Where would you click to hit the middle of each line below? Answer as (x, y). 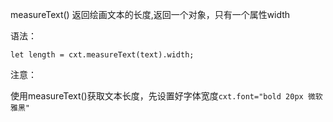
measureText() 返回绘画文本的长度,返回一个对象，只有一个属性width (150, 14)
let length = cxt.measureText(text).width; (102, 55)
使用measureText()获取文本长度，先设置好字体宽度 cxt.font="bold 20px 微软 (166, 96)
